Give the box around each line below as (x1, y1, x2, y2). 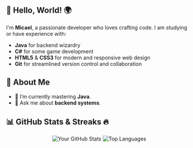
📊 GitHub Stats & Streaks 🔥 (6, 117, 109, 127)
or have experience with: (6, 30, 67, 37)
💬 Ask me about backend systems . (14, 99, 102, 106)
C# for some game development (14, 48, 94, 55)
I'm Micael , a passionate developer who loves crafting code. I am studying (6, 23, 188, 31)
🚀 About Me (6, 78, 50, 88)
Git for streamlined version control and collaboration (14, 60, 142, 67)
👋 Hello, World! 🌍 (6, 5, 72, 15)
